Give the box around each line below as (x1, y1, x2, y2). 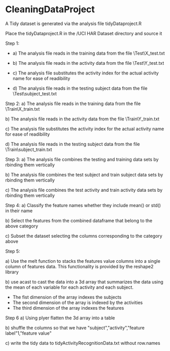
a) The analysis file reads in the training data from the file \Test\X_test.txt (12, 50, 165, 56)
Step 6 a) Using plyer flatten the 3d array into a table (5, 315, 115, 321)
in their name (5, 208, 33, 214)
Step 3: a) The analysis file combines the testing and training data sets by (5, 156, 159, 162)
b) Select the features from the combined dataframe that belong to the (5, 217, 153, 223)
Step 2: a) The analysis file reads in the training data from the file (5, 101, 141, 107)
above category (5, 223, 39, 229)
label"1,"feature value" (5, 330, 52, 336)
